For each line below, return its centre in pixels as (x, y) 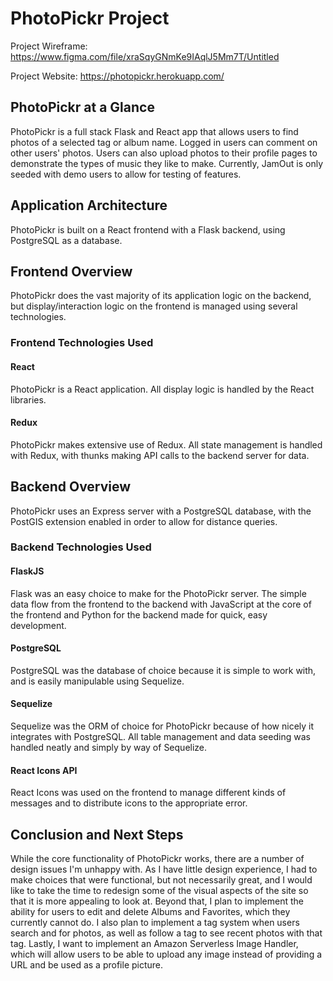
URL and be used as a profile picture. (87, 965)
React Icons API (44, 770)
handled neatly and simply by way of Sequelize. (109, 748)
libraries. (28, 399)
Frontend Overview (71, 271)
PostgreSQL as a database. (66, 240)
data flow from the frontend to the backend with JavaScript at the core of (161, 604)
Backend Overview (71, 487)
